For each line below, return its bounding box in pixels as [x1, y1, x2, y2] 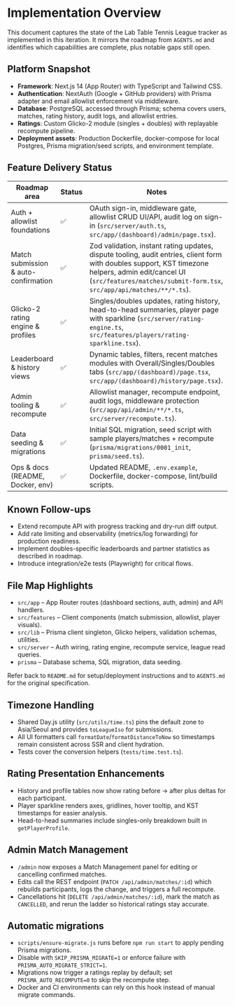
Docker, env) [10, 480, 54, 490]
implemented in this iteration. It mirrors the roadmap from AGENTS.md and [7, 35, 215, 43]
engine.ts [89, 324, 122, 331]
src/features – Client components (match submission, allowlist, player [17, 613, 220, 621]
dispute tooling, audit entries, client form [89, 249, 222, 259]
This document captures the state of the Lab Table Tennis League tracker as [7, 28, 227, 36]
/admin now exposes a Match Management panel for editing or [17, 862, 198, 871]
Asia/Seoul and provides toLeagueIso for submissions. [17, 725, 173, 733]
